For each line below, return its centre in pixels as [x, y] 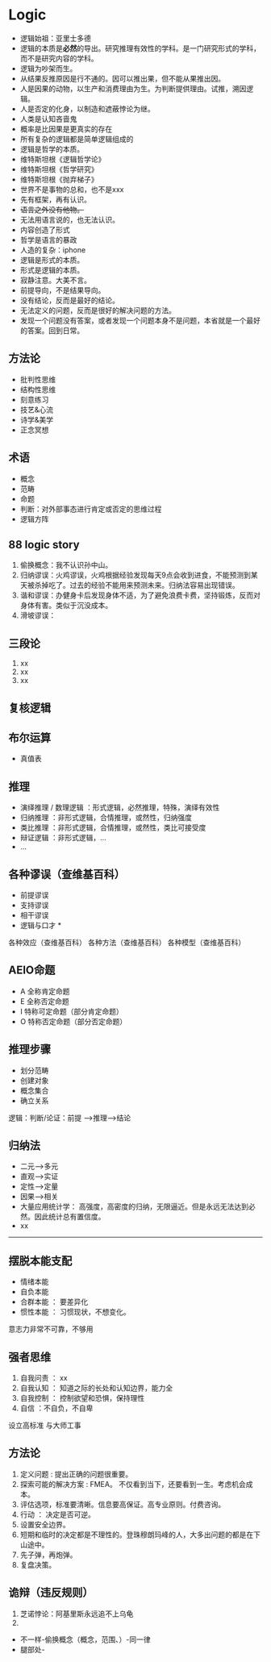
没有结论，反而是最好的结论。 [69, 300]
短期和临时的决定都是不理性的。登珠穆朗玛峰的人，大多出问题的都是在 [137, 1535]
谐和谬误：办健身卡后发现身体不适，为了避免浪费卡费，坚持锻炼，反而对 [140, 595]
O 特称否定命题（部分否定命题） [73, 1021]
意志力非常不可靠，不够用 [51, 1329]
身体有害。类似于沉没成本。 [66, 606]
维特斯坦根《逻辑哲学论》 [63, 159]
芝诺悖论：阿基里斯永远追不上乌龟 [77, 1614]
